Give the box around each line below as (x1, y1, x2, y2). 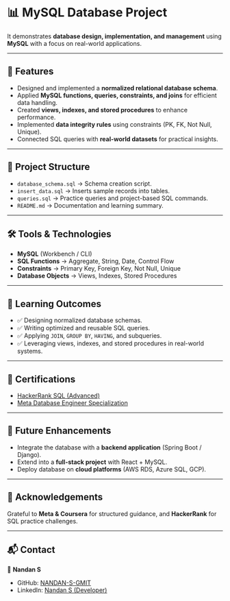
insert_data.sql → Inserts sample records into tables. (16, 186, 170, 195)
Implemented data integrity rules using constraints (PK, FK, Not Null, (16, 120, 212, 128)
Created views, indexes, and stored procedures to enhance (16, 106, 188, 114)
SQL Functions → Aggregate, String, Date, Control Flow (16, 257, 175, 265)
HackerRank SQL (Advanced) (16, 391, 101, 400)
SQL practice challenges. (7, 517, 78, 525)
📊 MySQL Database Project (7, 5, 168, 21)
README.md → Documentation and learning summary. (16, 201, 164, 209)
